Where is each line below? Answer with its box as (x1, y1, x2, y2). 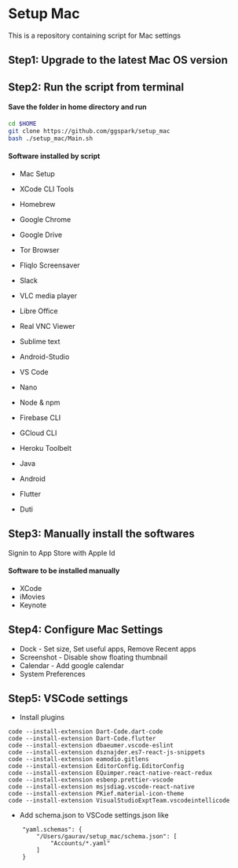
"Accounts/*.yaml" (49, 840, 111, 848)
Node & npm (19, 397, 60, 407)
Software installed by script (8, 151, 101, 161)
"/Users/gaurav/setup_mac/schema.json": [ (36, 833, 178, 840)
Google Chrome (19, 214, 71, 224)
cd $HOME (8, 120, 37, 127)
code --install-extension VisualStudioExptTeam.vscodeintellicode (8, 796, 230, 805)
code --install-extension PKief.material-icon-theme (8, 790, 185, 798)
